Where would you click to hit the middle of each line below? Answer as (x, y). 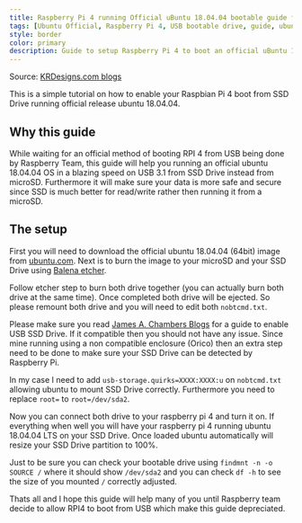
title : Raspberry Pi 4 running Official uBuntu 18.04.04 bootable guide (148, 18)
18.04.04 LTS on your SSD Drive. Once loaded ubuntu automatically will (142, 435)
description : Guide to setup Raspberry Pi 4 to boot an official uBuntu (148, 51)
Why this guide (53, 132)
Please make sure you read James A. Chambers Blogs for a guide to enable (149, 324)
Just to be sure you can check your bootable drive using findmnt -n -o (141, 462)
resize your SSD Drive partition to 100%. (84, 445)
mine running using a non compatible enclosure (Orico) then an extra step (146, 343)
